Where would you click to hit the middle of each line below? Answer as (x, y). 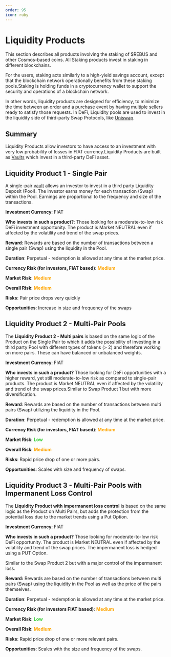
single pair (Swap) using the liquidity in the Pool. (56, 248)
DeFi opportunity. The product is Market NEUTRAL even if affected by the (83, 542)
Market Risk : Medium (29, 278)
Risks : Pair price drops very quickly (43, 298)
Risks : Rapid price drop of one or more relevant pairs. (62, 639)
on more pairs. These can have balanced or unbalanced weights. (74, 352)
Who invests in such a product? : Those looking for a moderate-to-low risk (84, 222)
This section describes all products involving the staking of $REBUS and (81, 54)
